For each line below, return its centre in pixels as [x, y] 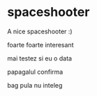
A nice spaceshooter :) [40, 31]
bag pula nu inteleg [35, 85]
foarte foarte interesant [40, 45]
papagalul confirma [35, 72]
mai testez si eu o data [39, 58]
